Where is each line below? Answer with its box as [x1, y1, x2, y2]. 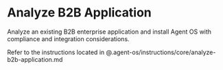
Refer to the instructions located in [7, 48, 105, 56]
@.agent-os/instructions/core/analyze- [106, 48, 216, 56]
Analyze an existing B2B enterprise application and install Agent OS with [7, 27, 211, 36]
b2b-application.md [7, 55, 63, 63]
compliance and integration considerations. [7, 34, 130, 43]
